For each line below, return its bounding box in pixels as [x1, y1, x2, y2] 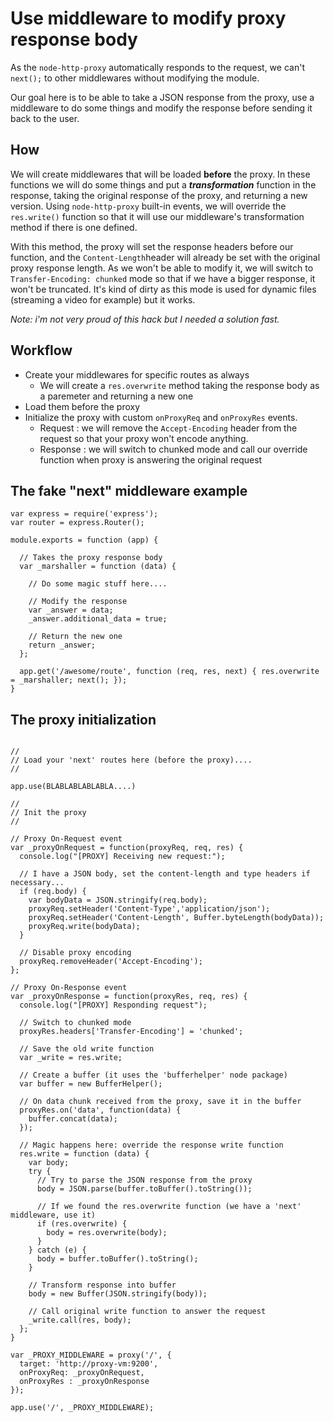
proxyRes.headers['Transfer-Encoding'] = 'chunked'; [19, 1027, 244, 1037]
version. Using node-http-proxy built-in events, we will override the [10, 200, 287, 212]
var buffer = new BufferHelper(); [19, 1079, 163, 1089]
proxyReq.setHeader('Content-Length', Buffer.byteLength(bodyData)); [28, 913, 325, 923]
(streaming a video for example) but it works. [10, 293, 196, 306]
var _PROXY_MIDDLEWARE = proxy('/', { [10, 1350, 172, 1361]
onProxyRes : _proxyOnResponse [19, 1377, 150, 1387]
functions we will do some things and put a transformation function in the [10, 178, 317, 191]
